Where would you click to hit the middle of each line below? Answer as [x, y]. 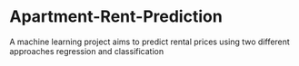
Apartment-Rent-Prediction [116, 17]
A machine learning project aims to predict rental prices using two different [150, 42]
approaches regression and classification [87, 51]
